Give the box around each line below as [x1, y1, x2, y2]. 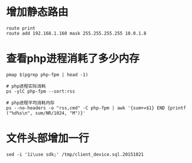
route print [6, 25, 35, 31]
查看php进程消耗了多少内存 [6, 52, 140, 66]
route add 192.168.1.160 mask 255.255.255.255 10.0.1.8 [6, 30, 147, 36]
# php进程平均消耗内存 [6, 100, 55, 106]
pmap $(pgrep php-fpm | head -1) [6, 71, 89, 77]
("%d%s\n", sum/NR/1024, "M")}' [6, 110, 86, 116]
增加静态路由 [6, 5, 69, 19]
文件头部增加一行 [6, 132, 90, 145]
